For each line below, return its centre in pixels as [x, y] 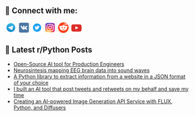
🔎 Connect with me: [41, 11]
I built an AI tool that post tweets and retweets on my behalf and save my [101, 89]
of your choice [31, 82]
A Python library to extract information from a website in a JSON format [99, 76]
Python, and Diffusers [39, 107]
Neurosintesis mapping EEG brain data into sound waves [81, 70]
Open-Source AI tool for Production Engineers [69, 64]
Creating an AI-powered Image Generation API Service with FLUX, [93, 101]
